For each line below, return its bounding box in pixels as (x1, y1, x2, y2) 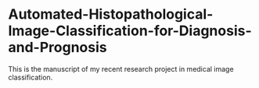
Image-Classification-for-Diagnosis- (8, 22, 252, 40)
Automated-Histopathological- (8, 5, 214, 23)
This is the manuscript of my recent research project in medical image (8, 64, 234, 73)
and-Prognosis (8, 39, 107, 56)
